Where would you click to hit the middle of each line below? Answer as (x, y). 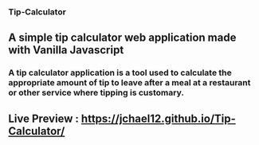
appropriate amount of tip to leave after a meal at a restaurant (129, 83)
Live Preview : (44, 118)
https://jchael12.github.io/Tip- (159, 118)
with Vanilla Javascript (66, 50)
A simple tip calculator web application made (122, 38)
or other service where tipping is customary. (96, 92)
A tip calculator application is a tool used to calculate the (120, 72)
